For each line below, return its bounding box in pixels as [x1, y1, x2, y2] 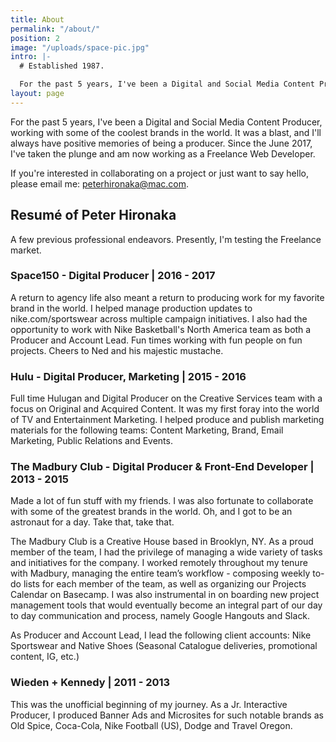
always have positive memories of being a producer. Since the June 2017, [10, 137, 313, 149]
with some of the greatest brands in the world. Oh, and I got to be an [10, 506, 293, 518]
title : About [10, 14, 65, 25]
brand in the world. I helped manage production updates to [10, 302, 253, 314]
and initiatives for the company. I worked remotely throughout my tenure [10, 557, 308, 569]
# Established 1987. [19, 61, 105, 71]
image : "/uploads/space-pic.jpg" [10, 42, 150, 53]
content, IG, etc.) [10, 651, 80, 663]
